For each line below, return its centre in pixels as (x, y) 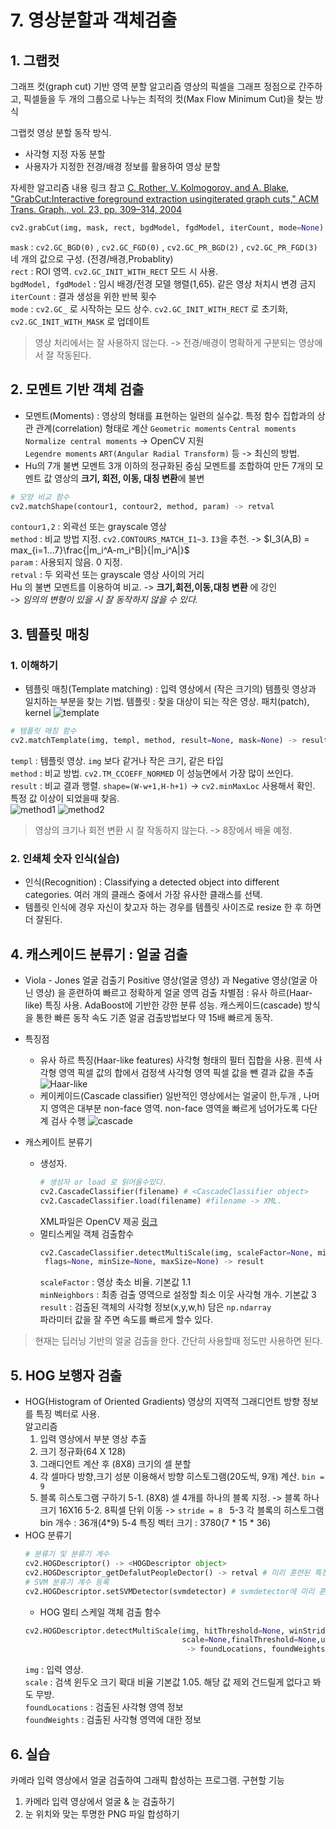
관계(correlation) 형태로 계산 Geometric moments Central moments (166, 428)
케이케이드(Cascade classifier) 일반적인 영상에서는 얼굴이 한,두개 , (170, 1095)
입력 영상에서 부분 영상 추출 (93, 1439)
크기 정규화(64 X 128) (83, 1452)
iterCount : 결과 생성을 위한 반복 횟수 (83, 296)
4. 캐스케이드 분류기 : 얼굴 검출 (99, 954)
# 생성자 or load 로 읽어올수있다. (103, 1182)
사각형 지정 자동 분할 (65, 154)
